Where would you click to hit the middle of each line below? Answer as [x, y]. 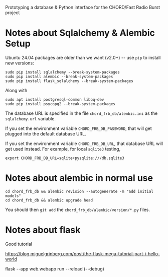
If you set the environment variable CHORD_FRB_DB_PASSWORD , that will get [78, 128]
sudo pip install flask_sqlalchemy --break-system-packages [69, 81]
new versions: [20, 63]
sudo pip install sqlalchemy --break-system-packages [63, 72]
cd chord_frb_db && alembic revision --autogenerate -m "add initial [79, 191]
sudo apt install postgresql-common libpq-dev [55, 99]
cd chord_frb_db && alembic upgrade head [49, 200]
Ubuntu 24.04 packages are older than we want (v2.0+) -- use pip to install [83, 57]
